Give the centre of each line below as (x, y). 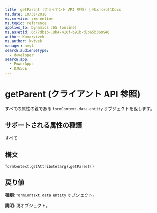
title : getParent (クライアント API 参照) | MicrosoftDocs (63, 10)
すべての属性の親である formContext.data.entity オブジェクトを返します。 (80, 108)
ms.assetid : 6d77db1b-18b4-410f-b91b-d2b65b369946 (57, 32)
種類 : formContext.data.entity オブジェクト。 (51, 195)
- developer (22, 55)
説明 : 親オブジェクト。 (27, 206)
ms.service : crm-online (29, 19)
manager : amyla (20, 46)
